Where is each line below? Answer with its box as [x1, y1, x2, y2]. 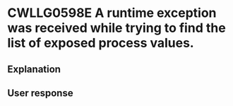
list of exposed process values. [7, 35, 194, 51]
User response [7, 87, 73, 99]
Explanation [7, 63, 61, 75]
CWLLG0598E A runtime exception [7, 5, 217, 21]
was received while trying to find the [7, 20, 226, 36]
